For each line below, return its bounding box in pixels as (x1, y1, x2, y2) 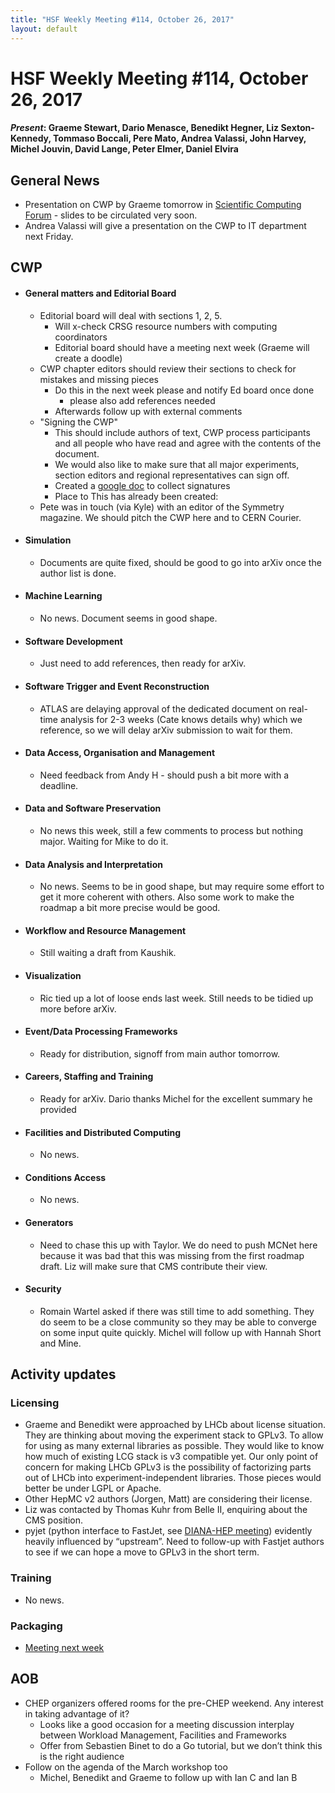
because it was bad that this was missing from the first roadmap (39, 1249, 305, 1261)
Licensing (10, 1396, 60, 1410)
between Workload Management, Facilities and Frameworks (39, 1729, 287, 1741)
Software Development (24, 635, 123, 647)
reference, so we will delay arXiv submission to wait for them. (39, 724, 293, 736)
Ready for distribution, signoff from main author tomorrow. (39, 1047, 281, 1060)
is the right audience (39, 1750, 125, 1762)
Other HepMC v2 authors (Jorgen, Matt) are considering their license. (24, 1493, 313, 1505)
